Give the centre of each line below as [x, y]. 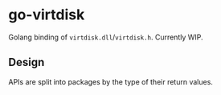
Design [27, 62]
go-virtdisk [47, 15]
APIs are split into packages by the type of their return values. [110, 81]
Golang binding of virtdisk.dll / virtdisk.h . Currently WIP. [106, 37]
